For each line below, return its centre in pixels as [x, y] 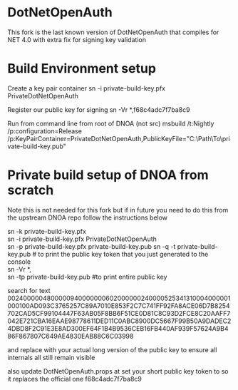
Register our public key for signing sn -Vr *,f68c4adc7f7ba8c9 [99, 109]
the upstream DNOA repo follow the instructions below [88, 217]
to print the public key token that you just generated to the [123, 254]
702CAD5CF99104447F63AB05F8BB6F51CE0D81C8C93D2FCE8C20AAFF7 [119, 313]
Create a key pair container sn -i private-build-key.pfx [87, 88]
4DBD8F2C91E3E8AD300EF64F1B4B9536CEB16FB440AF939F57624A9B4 [118, 328]
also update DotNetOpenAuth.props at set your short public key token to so [118, 371]
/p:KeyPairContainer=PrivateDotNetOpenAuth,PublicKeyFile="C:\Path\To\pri [119, 138]
